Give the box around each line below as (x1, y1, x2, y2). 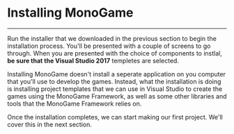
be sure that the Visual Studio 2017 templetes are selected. (7, 56, 180, 65)
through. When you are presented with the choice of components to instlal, (7, 49, 223, 57)
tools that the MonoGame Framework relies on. (7, 99, 142, 108)
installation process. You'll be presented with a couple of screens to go (7, 42, 211, 50)
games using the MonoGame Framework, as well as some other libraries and (7, 92, 227, 100)
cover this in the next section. (7, 120, 92, 128)
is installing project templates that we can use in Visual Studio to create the (7, 85, 223, 93)
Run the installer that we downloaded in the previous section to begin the (7, 34, 217, 42)
